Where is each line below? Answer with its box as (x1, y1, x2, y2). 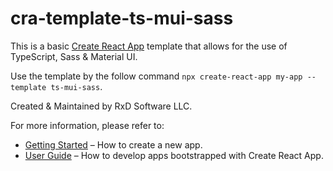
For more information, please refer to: (10, 119, 165, 131)
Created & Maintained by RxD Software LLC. (10, 100, 193, 112)
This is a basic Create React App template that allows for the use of (10, 40, 288, 52)
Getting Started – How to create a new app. (24, 138, 203, 151)
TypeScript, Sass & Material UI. (10, 50, 138, 62)
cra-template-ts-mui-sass (10, 7, 234, 30)
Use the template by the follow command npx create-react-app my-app (10, 70, 303, 82)
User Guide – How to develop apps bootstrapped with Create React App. (24, 149, 324, 161)
